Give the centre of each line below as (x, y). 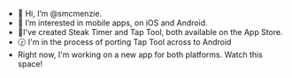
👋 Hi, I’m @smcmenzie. (60, 14)
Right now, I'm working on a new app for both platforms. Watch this (140, 54)
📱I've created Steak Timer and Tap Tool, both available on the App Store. (150, 32)
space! (30, 64)
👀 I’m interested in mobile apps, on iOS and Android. (112, 23)
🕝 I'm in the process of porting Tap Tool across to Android (124, 42)
